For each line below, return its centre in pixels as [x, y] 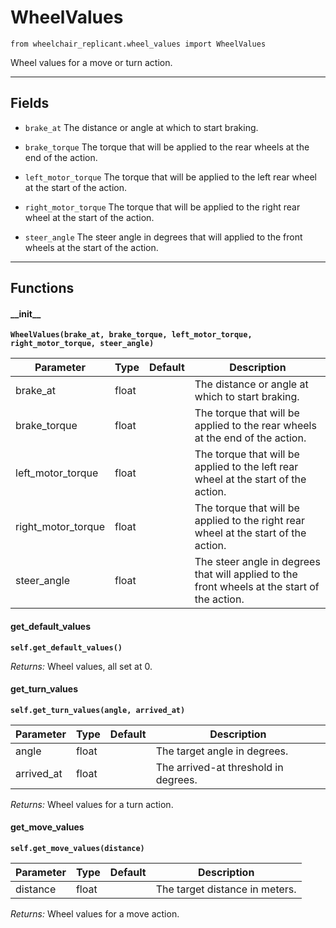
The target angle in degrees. [222, 751]
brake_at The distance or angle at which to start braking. [141, 127]
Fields [30, 103]
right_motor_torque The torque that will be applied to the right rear [162, 207]
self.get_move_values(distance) [77, 848]
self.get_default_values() [66, 647]
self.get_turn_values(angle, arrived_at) [98, 710]
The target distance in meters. [226, 889]
